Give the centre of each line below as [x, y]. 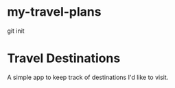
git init [16, 31]
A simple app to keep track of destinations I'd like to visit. [88, 77]
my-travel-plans [54, 12]
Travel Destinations [64, 58]
